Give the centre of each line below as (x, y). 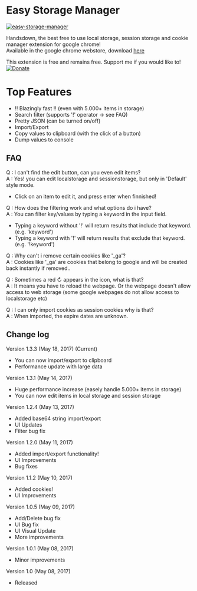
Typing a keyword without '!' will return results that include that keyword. (103, 225)
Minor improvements (40, 560)
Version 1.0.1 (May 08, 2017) (40, 548)
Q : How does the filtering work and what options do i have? (79, 207)
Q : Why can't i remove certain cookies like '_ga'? (66, 255)
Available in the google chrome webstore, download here (75, 50)
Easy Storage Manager (63, 10)
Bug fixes (26, 466)
